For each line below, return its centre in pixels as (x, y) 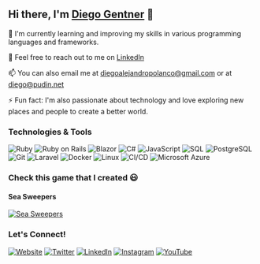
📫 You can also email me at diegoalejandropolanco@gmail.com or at (120, 73)
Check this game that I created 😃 (73, 178)
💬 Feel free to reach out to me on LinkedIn (76, 57)
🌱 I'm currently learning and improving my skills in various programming (125, 33)
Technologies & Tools (50, 132)
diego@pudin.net (36, 84)
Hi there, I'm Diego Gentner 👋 (81, 15)
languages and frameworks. (54, 42)
